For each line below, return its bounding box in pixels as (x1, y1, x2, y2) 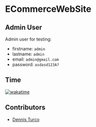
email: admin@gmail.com (12, 56, 59, 62)
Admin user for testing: (5, 36, 52, 42)
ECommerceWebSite (5, 3, 92, 15)
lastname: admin (12, 51, 45, 57)
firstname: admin (12, 46, 45, 51)
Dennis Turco (12, 116, 40, 122)
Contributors (5, 103, 46, 112)
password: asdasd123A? (12, 62, 60, 67)
